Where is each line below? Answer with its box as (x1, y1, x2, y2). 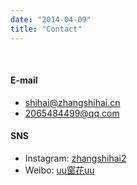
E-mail (10, 74, 38, 86)
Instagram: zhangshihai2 (24, 152, 127, 164)
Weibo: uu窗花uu (24, 164, 95, 176)
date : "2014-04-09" (10, 14, 92, 25)
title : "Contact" (10, 24, 83, 34)
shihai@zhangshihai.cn (24, 96, 121, 108)
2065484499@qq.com (24, 107, 120, 119)
